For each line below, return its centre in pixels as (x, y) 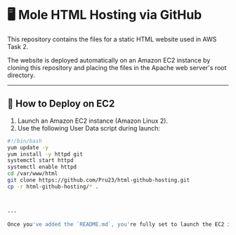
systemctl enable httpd (42, 167)
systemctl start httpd (40, 161)
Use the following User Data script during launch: (88, 128)
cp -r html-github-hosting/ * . (53, 187)
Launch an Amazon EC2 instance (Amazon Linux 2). (93, 121)
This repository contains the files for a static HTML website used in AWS (112, 39)
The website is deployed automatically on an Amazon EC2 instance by (109, 60)
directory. (21, 75)
